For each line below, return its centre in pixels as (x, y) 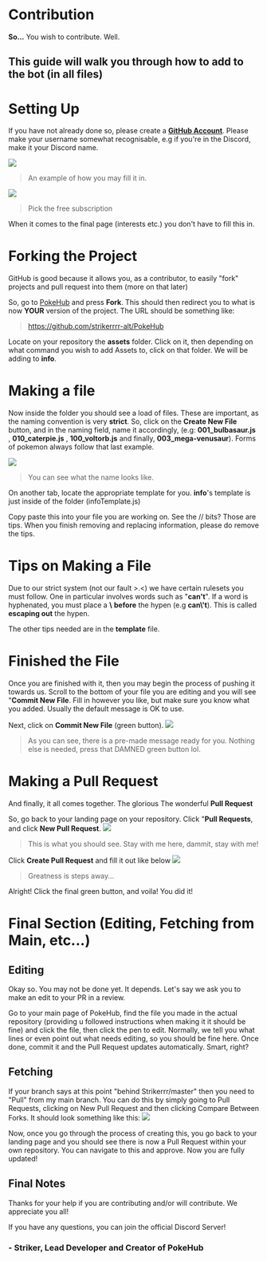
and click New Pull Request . (55, 828)
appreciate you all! (39, 1212)
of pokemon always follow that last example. (81, 447)
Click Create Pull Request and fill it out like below (90, 860)
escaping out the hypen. (49, 614)
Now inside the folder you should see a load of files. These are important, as (133, 413)
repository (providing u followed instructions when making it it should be (127, 1021)
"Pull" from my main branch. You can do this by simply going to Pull (119, 1100)
